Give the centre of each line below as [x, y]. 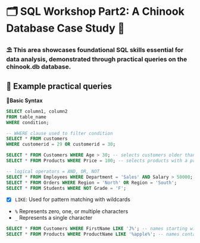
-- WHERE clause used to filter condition [60, 133]
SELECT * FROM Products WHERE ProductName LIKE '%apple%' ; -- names [93, 234]
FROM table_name [26, 117]
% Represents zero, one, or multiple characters [71, 211]
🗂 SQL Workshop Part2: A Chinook [95, 12]
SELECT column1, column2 [37, 111]
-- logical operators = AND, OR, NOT [53, 171]
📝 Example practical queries [59, 86]
